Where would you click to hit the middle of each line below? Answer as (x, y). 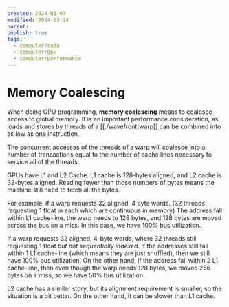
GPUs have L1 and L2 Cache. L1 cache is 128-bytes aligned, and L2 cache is (115, 175)
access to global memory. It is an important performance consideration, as (113, 119)
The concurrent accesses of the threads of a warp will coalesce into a (106, 147)
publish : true (28, 33)
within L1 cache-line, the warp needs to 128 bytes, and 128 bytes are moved (115, 217)
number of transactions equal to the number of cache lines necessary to (109, 154)
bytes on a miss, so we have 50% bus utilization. (76, 275)
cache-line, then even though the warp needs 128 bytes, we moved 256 (109, 268)
